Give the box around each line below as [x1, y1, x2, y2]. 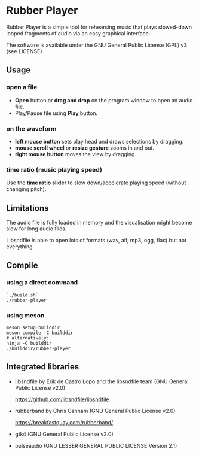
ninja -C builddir [6, 341, 52, 347]
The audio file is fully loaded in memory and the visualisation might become [6, 219, 192, 226]
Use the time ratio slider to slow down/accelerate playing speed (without [6, 179, 186, 186]
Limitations [6, 203, 49, 213]
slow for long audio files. [6, 225, 67, 232]
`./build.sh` [6, 292, 39, 298]
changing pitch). [6, 186, 47, 193]
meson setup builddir [6, 324, 60, 331]
